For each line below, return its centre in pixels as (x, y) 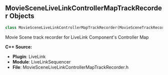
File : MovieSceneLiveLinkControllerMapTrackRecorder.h (70, 67)
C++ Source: (19, 46)
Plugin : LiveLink (29, 56)
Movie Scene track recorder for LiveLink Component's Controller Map (77, 37)
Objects (22, 16)
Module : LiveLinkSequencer (41, 61)
